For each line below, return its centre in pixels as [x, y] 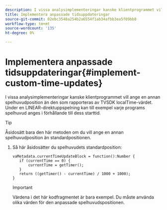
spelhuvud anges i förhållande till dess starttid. [53, 113]
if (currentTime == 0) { [45, 161]
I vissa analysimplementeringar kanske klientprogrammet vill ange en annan [83, 97]
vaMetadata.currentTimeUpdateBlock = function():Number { [74, 156]
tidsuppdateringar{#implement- [73, 73]
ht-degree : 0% [20, 33]
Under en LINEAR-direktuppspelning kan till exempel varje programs [75, 107]
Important [22, 187]
